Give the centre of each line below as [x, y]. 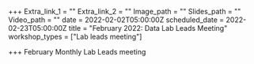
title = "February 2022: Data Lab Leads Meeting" [148, 28]
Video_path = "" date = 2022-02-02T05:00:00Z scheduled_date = [116, 20]
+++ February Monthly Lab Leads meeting [77, 52]
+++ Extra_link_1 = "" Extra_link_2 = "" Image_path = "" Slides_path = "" [125, 11]
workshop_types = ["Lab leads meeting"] [75, 36]
